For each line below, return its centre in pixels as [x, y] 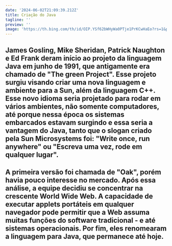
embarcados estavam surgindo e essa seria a [79, 122]
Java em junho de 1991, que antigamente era [78, 66]
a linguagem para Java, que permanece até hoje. [84, 236]
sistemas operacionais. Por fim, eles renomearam [86, 228]
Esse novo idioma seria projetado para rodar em [83, 98]
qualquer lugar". [32, 155]
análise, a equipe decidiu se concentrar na [74, 188]
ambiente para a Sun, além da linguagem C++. [80, 90]
